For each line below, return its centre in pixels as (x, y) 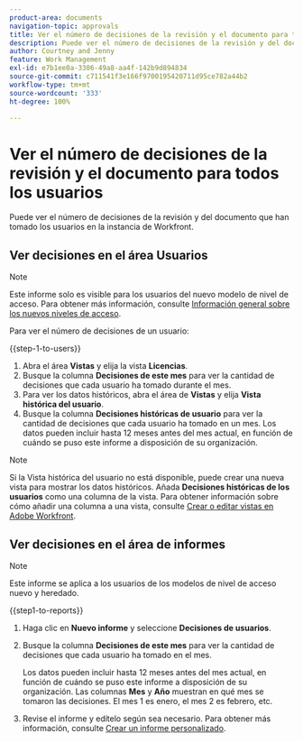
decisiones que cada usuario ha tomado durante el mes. (127, 385)
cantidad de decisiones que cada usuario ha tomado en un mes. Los (149, 424)
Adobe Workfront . (43, 516)
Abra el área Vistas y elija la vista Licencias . (105, 366)
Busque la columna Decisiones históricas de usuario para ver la (142, 414)
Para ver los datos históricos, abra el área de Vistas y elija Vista (142, 395)
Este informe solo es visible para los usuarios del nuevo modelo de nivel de (149, 295)
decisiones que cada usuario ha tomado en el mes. (117, 655)
